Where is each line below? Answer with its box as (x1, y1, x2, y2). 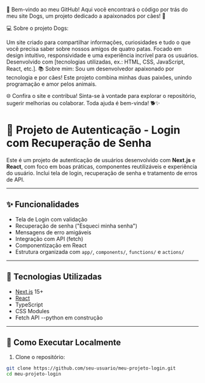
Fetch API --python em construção (15, 314, 103, 321)
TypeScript (15, 300, 43, 308)
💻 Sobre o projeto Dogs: (6, 24, 69, 32)
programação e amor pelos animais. (6, 80, 97, 87)
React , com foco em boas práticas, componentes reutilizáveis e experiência (6, 163, 197, 170)
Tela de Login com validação (15, 215, 88, 223)
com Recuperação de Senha (6, 136, 151, 150)
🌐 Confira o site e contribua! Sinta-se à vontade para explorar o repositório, (6, 92, 196, 99)
